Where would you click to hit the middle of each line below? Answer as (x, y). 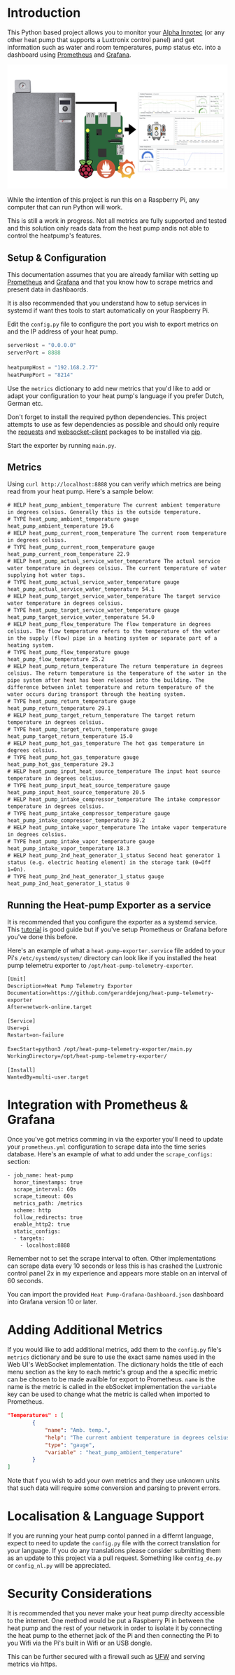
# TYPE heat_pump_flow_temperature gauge (69, 652)
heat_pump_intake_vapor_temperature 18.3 (69, 849)
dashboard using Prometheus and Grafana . (69, 55)
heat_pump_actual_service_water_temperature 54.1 (81, 589)
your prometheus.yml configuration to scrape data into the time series (107, 1147)
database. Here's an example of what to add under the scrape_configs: (110, 1154)
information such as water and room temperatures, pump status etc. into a (114, 47)
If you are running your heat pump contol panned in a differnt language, (111, 1536)
